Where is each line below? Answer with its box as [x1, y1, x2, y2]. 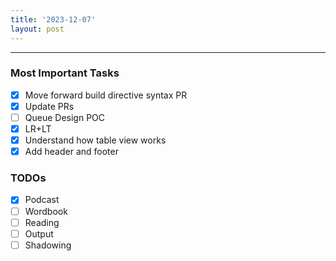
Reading [24, 216, 60, 228]
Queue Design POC [24, 111, 106, 123]
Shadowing [24, 239, 72, 251]
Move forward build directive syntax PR [24, 89, 188, 101]
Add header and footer [24, 146, 119, 158]
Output [24, 227, 54, 240]
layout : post [10, 24, 65, 34]
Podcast [24, 194, 60, 206]
